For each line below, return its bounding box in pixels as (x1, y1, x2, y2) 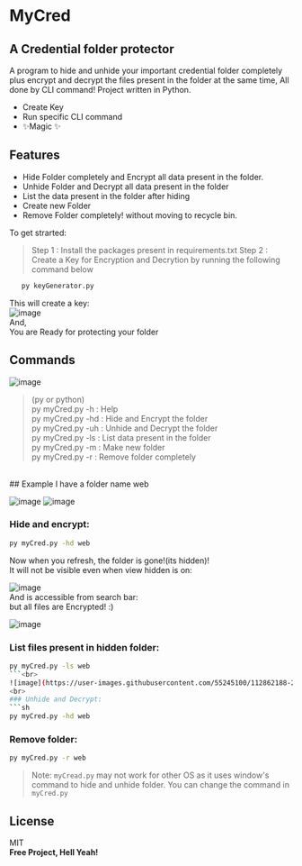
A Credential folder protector (9, 41, 174, 57)
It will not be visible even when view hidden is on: (9, 564, 193, 575)
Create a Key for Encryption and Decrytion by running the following (31, 254, 280, 265)
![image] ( (9, 678, 47, 688)
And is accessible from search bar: (9, 591, 138, 602)
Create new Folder (22, 200, 92, 211)
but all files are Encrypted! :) (9, 601, 114, 612)
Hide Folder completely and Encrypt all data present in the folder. (22, 171, 263, 182)
